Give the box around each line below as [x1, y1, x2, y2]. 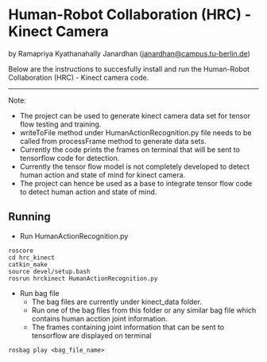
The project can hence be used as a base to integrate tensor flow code [19, 178, 253, 188]
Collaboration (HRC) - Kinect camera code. [8, 72, 149, 82]
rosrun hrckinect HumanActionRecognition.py [8, 274, 158, 282]
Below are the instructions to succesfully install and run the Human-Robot [8, 64, 250, 73]
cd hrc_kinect [8, 253, 56, 262]
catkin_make [8, 260, 48, 268]
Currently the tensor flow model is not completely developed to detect [19, 162, 250, 171]
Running [8, 210, 52, 224]
